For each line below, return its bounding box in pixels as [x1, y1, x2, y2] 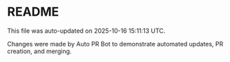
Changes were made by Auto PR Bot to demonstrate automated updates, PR [7, 40, 224, 48]
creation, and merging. [7, 47, 72, 55]
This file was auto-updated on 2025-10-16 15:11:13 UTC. [7, 27, 166, 35]
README [7, 4, 59, 20]
